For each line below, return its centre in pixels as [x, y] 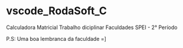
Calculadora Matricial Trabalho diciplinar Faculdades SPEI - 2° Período [92, 27]
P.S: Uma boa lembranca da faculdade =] [56, 39]
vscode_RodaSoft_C [57, 11]
